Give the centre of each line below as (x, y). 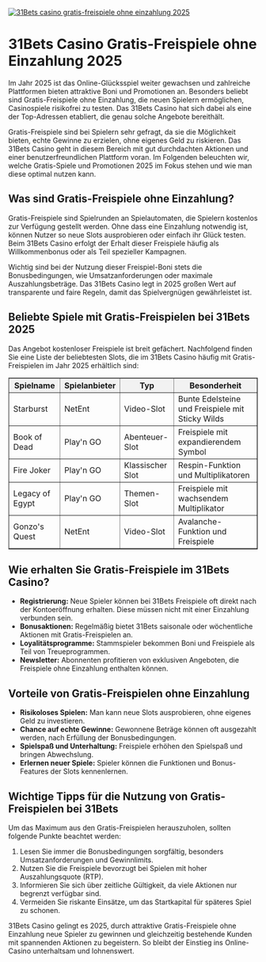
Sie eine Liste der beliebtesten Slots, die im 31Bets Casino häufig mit (120, 357)
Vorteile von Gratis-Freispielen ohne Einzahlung (129, 693)
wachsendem (203, 498)
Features (34, 771)
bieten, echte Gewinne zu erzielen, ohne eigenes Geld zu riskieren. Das (125, 140)
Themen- (142, 493)
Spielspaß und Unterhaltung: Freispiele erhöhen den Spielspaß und (131, 746)
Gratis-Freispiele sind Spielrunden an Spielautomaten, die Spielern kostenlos (133, 218)
